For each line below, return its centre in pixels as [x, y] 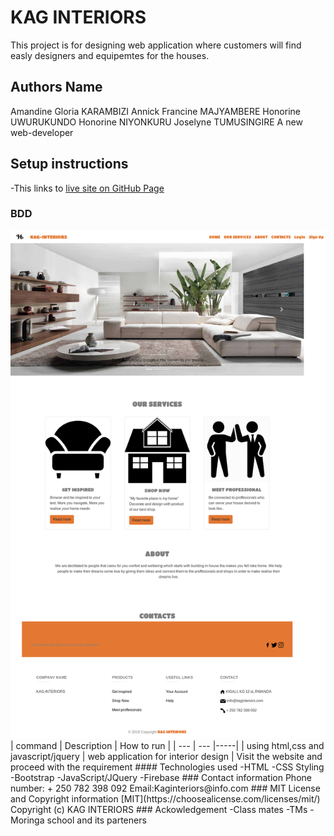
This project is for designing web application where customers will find [156, 45]
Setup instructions [69, 164]
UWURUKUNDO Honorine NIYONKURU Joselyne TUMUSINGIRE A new [156, 122]
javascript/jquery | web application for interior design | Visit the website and [166, 756]
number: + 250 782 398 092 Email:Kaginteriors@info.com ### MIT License [165, 788]
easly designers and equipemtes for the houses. [110, 55]
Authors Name [56, 87]
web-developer [42, 132]
